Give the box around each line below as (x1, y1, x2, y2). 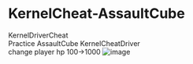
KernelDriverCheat (8, 30, 69, 40)
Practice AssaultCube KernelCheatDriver (8, 38, 140, 48)
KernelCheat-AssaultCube (8, 5, 185, 23)
